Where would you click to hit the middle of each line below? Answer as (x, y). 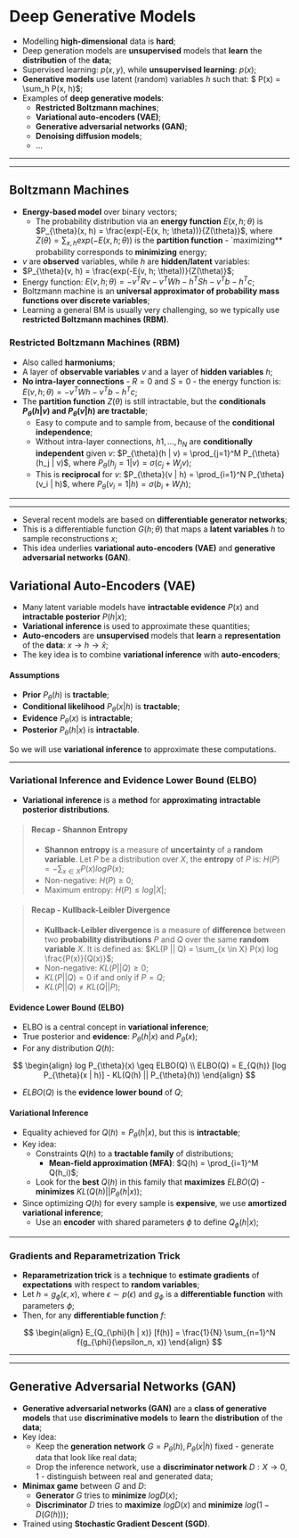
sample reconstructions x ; (70, 539)
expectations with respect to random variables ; (111, 1284)
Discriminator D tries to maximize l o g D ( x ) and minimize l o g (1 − (152, 1505)
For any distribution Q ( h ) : (68, 1048)
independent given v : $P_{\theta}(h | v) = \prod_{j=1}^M (138, 453)
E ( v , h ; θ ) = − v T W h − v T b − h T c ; (80, 392)
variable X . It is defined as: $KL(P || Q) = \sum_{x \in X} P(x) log (161, 949)
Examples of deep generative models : (93, 98)
